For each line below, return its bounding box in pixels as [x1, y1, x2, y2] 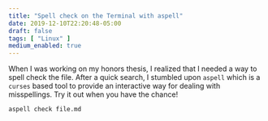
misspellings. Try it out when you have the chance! [8, 90, 179, 99]
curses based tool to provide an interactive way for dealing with [8, 81, 221, 91]
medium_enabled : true [8, 42, 82, 50]
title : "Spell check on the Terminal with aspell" [8, 11, 184, 20]
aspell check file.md [8, 106, 82, 114]
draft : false [8, 27, 53, 35]
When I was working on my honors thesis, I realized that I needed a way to [8, 64, 257, 73]
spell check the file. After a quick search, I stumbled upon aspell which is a [8, 73, 261, 82]
